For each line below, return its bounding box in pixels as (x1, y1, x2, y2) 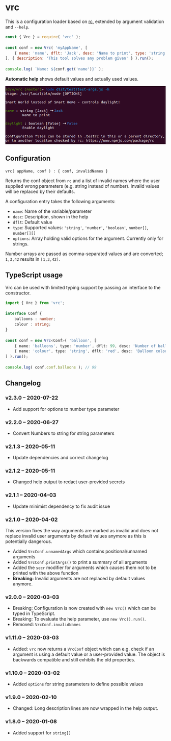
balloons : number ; (14, 316, 56, 322)
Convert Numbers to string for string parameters (12, 430, 115, 436)
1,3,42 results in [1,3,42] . (5, 256, 61, 262)
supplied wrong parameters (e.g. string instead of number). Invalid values (5, 183, 159, 189)
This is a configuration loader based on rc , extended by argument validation (5, 18, 164, 24)
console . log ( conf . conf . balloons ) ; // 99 (5, 365, 97, 370)
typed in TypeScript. (12, 610, 56, 616)
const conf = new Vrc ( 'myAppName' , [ (5, 45, 88, 50)
